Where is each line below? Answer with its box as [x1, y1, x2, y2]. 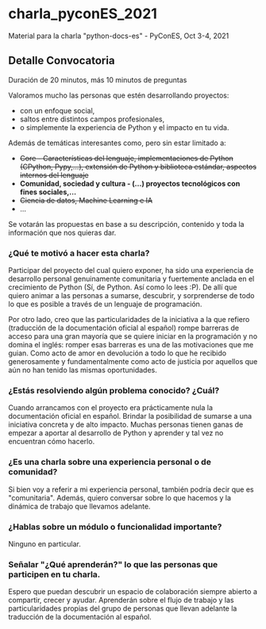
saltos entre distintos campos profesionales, [19, 114, 165, 124]
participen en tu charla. [8, 569, 101, 580]
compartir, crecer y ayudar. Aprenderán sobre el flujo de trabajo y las [8, 596, 234, 605]
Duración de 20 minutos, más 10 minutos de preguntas [8, 75, 187, 84]
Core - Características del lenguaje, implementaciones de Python [19, 153, 234, 163]
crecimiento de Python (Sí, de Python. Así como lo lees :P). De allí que [8, 282, 237, 292]
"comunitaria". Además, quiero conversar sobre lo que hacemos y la [8, 493, 232, 502]
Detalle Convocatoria [8, 54, 115, 67]
